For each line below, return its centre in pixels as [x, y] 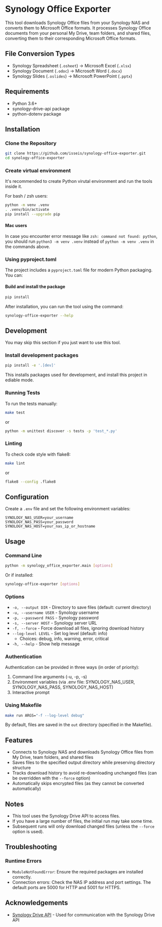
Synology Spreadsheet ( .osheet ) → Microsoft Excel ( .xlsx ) [72, 65]
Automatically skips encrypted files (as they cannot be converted [78, 783]
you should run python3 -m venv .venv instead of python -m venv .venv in [80, 241]
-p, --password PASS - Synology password [55, 618]
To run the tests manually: [31, 404]
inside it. [14, 187]
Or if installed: [19, 575]
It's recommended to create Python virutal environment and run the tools [79, 181]
